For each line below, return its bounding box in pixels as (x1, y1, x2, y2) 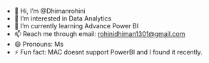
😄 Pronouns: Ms (14, 40, 64, 48)
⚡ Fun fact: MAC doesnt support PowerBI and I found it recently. (14, 48, 203, 56)
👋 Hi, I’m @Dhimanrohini (14, 7, 86, 15)
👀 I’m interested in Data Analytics (14, 14, 112, 23)
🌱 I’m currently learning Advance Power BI (14, 22, 139, 30)
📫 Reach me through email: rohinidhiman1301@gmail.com (14, 30, 185, 38)
